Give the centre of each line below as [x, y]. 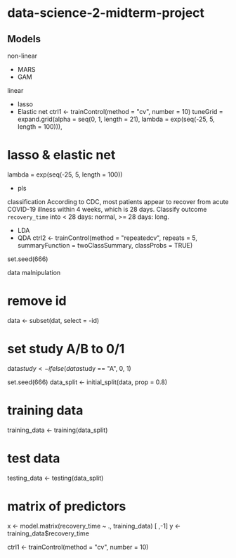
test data [34, 458]
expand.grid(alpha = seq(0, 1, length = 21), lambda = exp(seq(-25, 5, [116, 119]
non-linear [22, 56]
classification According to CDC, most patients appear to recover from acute [118, 201]
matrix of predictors [67, 506]
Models [24, 39]
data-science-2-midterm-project [106, 13]
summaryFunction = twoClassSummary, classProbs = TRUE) [105, 245]
